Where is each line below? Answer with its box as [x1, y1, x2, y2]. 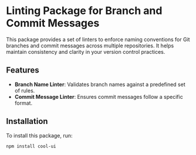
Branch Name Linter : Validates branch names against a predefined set [14, 81, 186, 88]
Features [6, 66, 39, 75]
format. [14, 99, 33, 106]
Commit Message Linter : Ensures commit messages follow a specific [14, 93, 183, 100]
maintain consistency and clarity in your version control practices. [6, 48, 165, 55]
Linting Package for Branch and [6, 4, 163, 18]
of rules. [14, 87, 35, 94]
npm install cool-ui [6, 143, 57, 149]
